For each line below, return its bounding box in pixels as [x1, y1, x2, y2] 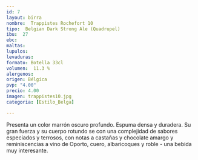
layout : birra [6, 15, 42, 21]
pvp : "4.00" [6, 82, 36, 88]
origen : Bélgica [6, 76, 47, 82]
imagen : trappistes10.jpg [6, 93, 71, 99]
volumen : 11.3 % [6, 65, 50, 72]
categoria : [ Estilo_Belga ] [6, 99, 74, 105]
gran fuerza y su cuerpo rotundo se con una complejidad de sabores [6, 127, 178, 135]
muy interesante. [6, 147, 48, 154]
